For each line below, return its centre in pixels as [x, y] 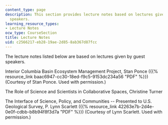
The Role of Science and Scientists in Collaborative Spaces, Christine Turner [84, 91]
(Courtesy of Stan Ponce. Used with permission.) [56, 82]
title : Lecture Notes [28, 38]
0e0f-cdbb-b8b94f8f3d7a [32, 112]
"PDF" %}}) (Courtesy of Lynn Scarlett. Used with [111, 112]
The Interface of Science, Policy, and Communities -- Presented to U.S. [78, 101]
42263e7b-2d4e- [136, 106]
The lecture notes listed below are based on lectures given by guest [75, 56]
